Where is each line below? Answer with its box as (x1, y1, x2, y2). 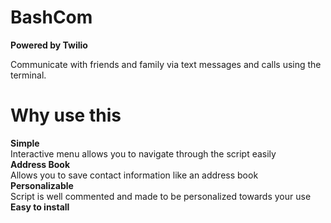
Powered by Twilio (10, 39, 88, 51)
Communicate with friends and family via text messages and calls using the (10, 58, 322, 70)
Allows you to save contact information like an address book (10, 169, 259, 181)
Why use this (10, 104, 122, 127)
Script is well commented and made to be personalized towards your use (10, 190, 312, 202)
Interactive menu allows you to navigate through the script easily (10, 147, 277, 160)
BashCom (10, 6, 93, 29)
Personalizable (10, 179, 74, 191)
